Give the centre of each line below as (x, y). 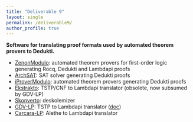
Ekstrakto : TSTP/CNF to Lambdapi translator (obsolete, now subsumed (101, 88)
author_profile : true (33, 28)
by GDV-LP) (29, 94)
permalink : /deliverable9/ (39, 23)
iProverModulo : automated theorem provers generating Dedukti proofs (100, 82)
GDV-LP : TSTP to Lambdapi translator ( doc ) (68, 107)
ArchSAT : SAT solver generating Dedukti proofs (72, 75)
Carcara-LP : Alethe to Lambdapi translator (66, 113)
